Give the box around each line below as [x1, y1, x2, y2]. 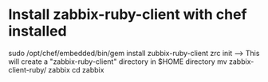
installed [8, 22, 67, 40]
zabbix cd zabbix [47, 65, 104, 74]
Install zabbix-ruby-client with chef [8, 6, 247, 24]
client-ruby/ [8, 65, 46, 74]
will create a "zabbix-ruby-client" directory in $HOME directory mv [8, 57, 227, 66]
